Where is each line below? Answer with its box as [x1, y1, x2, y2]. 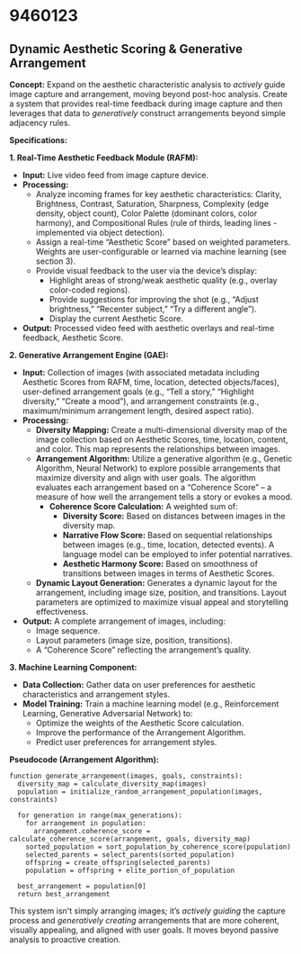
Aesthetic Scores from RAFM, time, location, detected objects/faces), [22, 377, 280, 387]
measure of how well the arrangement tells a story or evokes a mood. [35, 491, 293, 502]
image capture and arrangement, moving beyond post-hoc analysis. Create [9, 89, 288, 99]
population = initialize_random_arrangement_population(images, [17, 787, 263, 796]
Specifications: [9, 135, 68, 145]
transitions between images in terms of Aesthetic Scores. [62, 568, 275, 579]
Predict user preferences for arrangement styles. [35, 737, 217, 747]
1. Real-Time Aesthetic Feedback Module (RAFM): [9, 152, 199, 163]
